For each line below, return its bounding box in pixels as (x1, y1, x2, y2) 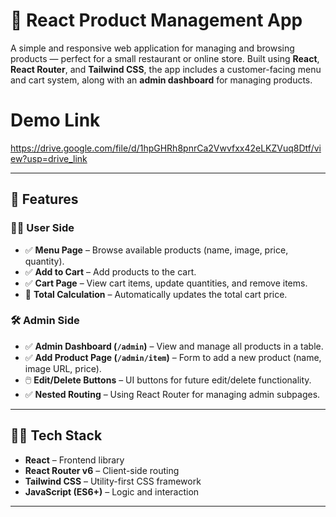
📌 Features (10, 191, 79, 208)
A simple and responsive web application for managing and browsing (10, 42, 295, 54)
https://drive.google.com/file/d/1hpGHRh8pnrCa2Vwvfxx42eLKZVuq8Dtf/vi (10, 142, 322, 154)
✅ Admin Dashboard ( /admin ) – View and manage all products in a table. (24, 340, 324, 352)
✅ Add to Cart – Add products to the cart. (24, 265, 197, 278)
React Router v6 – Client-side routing (24, 464, 180, 476)
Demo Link (10, 109, 101, 132)
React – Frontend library (24, 454, 125, 466)
